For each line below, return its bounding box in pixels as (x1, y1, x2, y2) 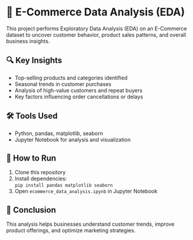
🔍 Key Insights (6, 56, 63, 66)
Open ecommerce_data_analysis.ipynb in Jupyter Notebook (14, 188, 158, 195)
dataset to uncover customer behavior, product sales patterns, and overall (6, 31, 187, 38)
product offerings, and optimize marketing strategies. (6, 227, 136, 234)
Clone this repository (14, 169, 66, 176)
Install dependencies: (14, 175, 67, 183)
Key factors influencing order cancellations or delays (14, 93, 143, 100)
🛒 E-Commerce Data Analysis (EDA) (6, 5, 185, 19)
